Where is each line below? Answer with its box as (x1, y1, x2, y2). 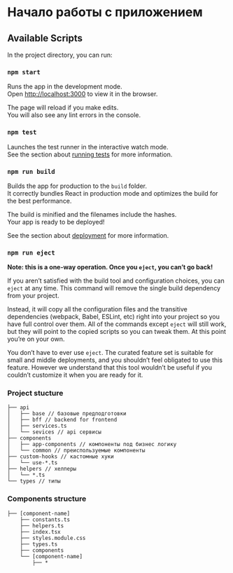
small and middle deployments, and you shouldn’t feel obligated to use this (7, 356, 223, 365)
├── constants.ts (20, 516, 71, 523)
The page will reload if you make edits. (7, 103, 119, 112)
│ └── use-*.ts (7, 459, 58, 466)
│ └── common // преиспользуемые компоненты (7, 447, 146, 454)
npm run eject (7, 248, 55, 257)
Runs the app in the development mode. (7, 82, 122, 91)
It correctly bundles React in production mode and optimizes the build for (7, 189, 218, 197)
